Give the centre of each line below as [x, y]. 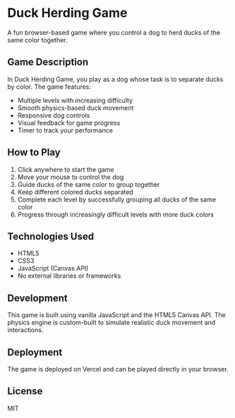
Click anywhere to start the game [66, 169]
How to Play [34, 153]
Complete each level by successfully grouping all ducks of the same [117, 199]
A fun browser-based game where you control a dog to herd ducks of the [114, 32]
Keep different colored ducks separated [76, 192]
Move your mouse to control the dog [71, 177]
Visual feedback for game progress [69, 123]
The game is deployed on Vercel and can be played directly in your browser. [118, 369]
